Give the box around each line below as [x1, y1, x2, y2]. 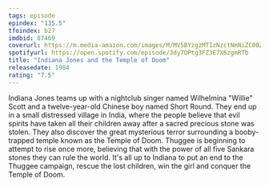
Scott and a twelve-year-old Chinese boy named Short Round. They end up [8, 101, 258, 111]
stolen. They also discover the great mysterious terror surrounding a [8, 127, 234, 137]
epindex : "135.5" [8, 19, 66, 27]
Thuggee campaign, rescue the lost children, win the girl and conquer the [8, 161, 251, 170]
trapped [8, 135, 34, 145]
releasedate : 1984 [8, 64, 70, 72]
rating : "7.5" [8, 71, 56, 79]
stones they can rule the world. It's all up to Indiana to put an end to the [8, 153, 243, 162]
